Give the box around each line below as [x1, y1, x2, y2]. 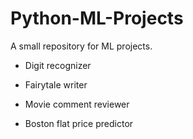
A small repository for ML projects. [10, 40, 153, 52]
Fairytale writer [24, 78, 88, 91]
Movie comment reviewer [24, 98, 130, 110]
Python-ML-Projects [10, 7, 184, 30]
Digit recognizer [24, 59, 92, 71]
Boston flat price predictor [24, 117, 134, 129]
